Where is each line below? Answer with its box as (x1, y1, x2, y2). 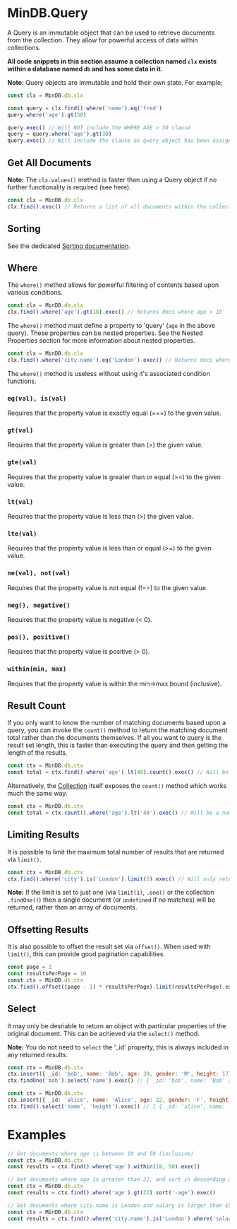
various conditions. (7, 288, 63, 297)
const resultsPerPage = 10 (7, 970, 87, 977)
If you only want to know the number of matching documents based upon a (7, 719, 226, 727)
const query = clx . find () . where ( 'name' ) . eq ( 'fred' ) (7, 105, 162, 112)
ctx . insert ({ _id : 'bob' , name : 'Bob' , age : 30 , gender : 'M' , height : (7, 1071, 219, 1078)
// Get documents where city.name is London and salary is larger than (7, 1201, 222, 1209)
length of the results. (7, 748, 68, 757)
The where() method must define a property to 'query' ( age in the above (7, 322, 216, 330)
